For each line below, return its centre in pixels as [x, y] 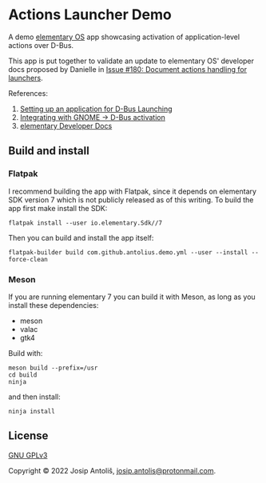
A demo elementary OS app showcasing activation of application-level [124, 37]
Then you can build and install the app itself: [81, 238]
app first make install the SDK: [58, 208]
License [28, 436]
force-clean [28, 259]
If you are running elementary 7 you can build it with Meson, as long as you [132, 297]
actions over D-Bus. [41, 45]
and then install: [35, 397]
